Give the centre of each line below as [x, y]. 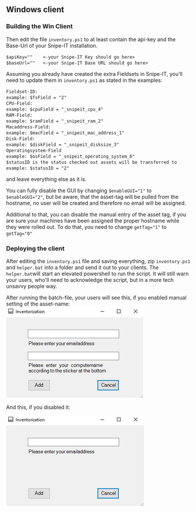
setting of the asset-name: [38, 304]
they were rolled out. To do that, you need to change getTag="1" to [87, 227]
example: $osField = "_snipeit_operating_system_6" [70, 156]
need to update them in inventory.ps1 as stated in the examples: [84, 80]
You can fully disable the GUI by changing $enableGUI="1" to [79, 190]
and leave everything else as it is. [46, 179]
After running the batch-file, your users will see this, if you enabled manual [96, 297]
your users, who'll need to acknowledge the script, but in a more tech [90, 280]
